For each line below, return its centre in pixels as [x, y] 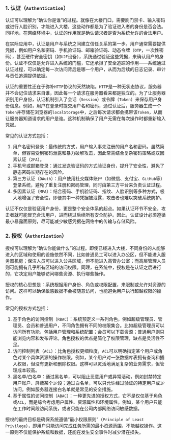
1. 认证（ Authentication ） [37, 8]
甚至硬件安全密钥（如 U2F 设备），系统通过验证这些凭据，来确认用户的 [88, 57]
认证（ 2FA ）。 [31, 159]
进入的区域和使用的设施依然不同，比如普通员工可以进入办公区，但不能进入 [83, 254]
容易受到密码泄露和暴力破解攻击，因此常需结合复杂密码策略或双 [93, 153]
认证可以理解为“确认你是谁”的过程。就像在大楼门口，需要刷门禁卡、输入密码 [85, 20]
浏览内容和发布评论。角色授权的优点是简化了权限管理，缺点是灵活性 [89, 338]
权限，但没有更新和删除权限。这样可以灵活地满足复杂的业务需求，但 [89, 363]
